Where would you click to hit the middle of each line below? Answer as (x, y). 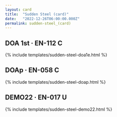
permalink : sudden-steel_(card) (38, 23)
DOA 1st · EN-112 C (34, 43)
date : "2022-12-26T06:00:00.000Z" (42, 19)
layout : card (18, 10)
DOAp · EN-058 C (32, 70)
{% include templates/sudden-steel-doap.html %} (56, 82)
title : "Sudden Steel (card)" (37, 14)
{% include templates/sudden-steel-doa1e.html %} (56, 55)
